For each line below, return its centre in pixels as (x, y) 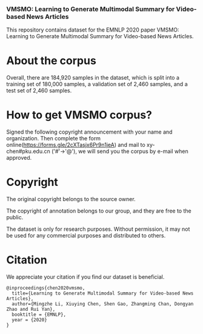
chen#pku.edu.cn (28, 151)
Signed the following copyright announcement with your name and (89, 132)
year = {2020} (29, 320)
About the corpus (52, 61)
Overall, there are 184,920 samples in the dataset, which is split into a (93, 78)
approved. (19, 158)
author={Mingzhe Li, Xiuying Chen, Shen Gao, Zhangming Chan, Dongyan (103, 304)
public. (15, 217)
